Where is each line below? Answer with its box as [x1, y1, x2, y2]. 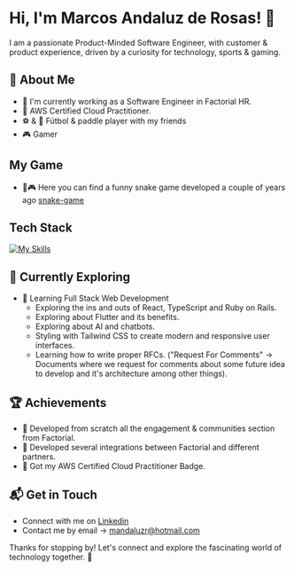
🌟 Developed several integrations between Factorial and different [21, 442, 259, 452]
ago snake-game [21, 194, 84, 205]
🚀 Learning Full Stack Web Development [21, 293, 169, 304]
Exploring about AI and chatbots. [35, 321, 155, 332]
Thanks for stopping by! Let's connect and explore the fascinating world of [9, 542, 282, 552]
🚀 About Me [9, 73, 75, 88]
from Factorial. [21, 433, 76, 442]
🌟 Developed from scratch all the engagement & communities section [21, 423, 275, 434]
